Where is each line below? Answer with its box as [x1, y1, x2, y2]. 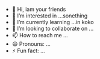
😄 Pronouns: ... [11, 40, 51, 48]
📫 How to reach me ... [11, 32, 68, 39]
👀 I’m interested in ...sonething [11, 12, 88, 19]
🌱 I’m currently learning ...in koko [11, 19, 95, 25]
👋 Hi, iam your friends [11, 6, 66, 13]
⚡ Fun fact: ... [11, 47, 45, 54]
